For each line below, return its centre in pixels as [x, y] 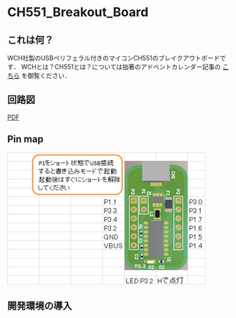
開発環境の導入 [40, 306]
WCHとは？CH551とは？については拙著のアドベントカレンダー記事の [121, 67]
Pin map [25, 139]
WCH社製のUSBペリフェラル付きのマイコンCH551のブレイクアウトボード [113, 58]
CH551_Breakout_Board [78, 12]
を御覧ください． [46, 75]
